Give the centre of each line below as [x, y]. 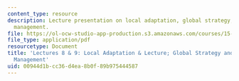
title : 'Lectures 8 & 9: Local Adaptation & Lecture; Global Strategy [114, 54]
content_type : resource [43, 14]
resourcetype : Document [43, 46]
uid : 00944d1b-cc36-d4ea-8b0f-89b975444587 [73, 66]
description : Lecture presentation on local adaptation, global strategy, [121, 20]
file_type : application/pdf [49, 40]
